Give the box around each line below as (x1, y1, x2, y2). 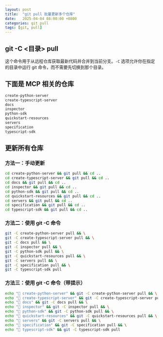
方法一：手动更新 (5, 160, 45, 166)
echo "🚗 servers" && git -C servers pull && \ (5, 318, 101, 323)
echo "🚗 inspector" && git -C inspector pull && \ (5, 304, 110, 309)
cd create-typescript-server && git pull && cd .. (5, 176, 110, 180)
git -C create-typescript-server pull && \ (5, 235, 95, 241)
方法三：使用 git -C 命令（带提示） (5, 280, 86, 286)
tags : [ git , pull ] (5, 25, 42, 30)
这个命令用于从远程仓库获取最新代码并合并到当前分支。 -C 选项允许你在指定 (5, 58, 155, 64)
